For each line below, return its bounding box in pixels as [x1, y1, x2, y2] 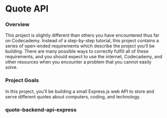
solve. [5, 64, 18, 70]
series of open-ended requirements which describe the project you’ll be [5, 43, 155, 49]
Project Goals [5, 77, 39, 84]
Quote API [5, 3, 49, 15]
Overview [5, 21, 30, 28]
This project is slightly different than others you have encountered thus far [5, 32, 160, 38]
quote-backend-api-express [5, 106, 77, 113]
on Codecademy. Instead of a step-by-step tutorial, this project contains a [5, 38, 159, 44]
